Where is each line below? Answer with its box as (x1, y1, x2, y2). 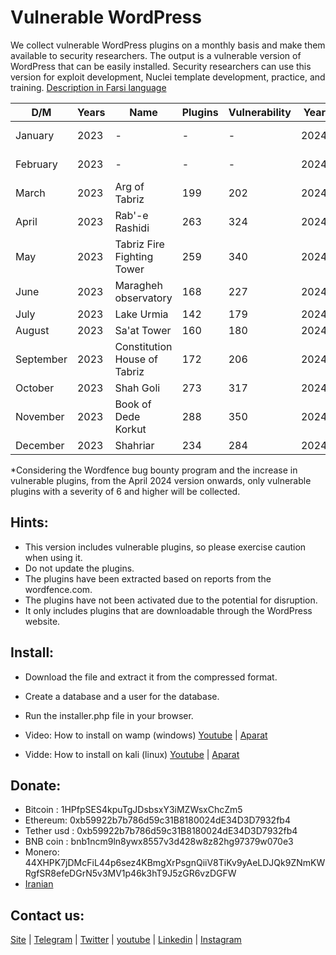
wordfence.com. (24, 583, 93, 595)
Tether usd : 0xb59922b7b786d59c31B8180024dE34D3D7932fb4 (24, 825, 298, 837)
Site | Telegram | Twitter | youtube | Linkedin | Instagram (10, 934, 242, 946)
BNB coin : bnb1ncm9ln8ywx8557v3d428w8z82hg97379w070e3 (24, 836, 294, 848)
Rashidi (114, 221, 150, 235)
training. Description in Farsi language (10, 81, 167, 93)
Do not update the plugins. (24, 562, 135, 574)
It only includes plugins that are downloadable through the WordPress (24, 604, 313, 616)
